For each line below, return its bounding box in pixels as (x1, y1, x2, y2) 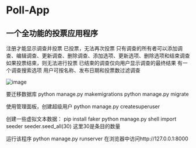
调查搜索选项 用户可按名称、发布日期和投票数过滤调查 (10, 67, 141, 74)
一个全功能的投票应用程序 (6, 28, 98, 38)
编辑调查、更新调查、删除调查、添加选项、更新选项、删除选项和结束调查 (16, 52, 190, 59)
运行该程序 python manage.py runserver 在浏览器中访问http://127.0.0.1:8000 (6, 135, 188, 142)
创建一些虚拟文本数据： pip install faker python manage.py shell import (6, 115, 177, 122)
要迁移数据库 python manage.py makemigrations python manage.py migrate (6, 91, 189, 97)
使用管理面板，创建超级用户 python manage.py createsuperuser (6, 103, 160, 110)
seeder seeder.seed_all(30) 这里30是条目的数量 (6, 123, 121, 129)
